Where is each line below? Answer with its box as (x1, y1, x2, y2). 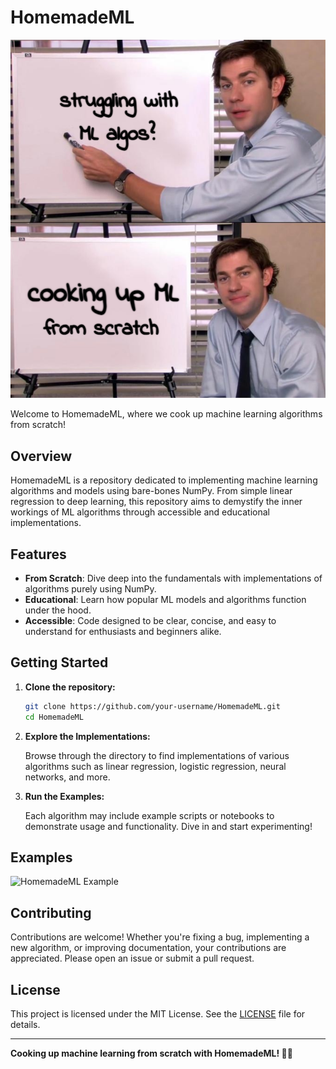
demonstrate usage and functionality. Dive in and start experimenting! (24, 820, 313, 832)
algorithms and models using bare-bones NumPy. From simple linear (10, 485, 293, 497)
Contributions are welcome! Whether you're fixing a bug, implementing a (10, 931, 310, 943)
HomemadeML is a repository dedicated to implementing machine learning (10, 474, 318, 486)
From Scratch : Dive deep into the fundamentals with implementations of (24, 572, 323, 584)
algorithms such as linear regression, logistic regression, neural (24, 760, 287, 772)
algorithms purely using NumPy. (24, 583, 157, 595)
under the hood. (24, 604, 92, 616)
